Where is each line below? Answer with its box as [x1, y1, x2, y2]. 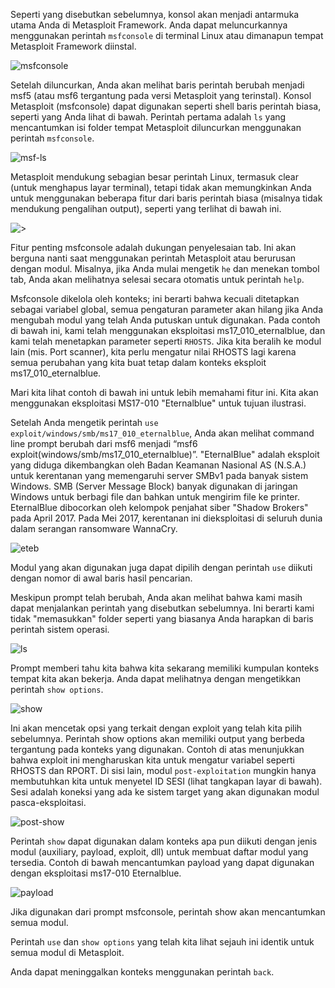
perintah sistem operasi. [10, 624, 110, 635]
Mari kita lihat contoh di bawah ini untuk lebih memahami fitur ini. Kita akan [10, 387, 319, 398]
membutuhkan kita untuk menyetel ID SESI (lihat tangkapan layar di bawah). [10, 775, 323, 787]
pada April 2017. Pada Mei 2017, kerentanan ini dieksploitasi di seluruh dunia [10, 512, 323, 524]
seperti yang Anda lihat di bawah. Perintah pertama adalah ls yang [10, 111, 287, 123]
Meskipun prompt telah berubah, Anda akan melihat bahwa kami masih [10, 592, 303, 603]
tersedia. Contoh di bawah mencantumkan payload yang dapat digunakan [10, 857, 315, 868]
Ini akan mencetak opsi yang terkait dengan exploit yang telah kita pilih [10, 722, 303, 734]
